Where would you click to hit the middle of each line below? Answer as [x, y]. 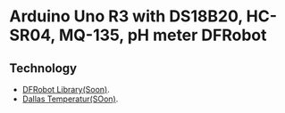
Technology [43, 68]
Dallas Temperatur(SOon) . [70, 99]
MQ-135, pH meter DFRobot [163, 35]
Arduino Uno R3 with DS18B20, [126, 16]
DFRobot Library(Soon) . [66, 89]
